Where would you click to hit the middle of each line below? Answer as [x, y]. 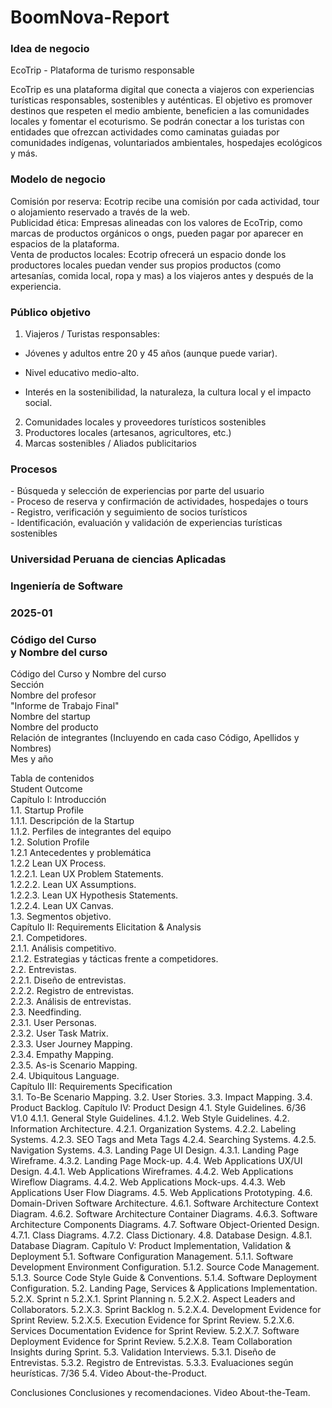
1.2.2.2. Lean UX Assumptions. [73, 885]
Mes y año [32, 759]
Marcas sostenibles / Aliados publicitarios [110, 443]
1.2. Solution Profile [50, 842]
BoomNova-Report [90, 17]
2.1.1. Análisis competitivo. [63, 948]
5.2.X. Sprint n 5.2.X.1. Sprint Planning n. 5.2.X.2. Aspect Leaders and [153, 1299]
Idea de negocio [50, 49]
